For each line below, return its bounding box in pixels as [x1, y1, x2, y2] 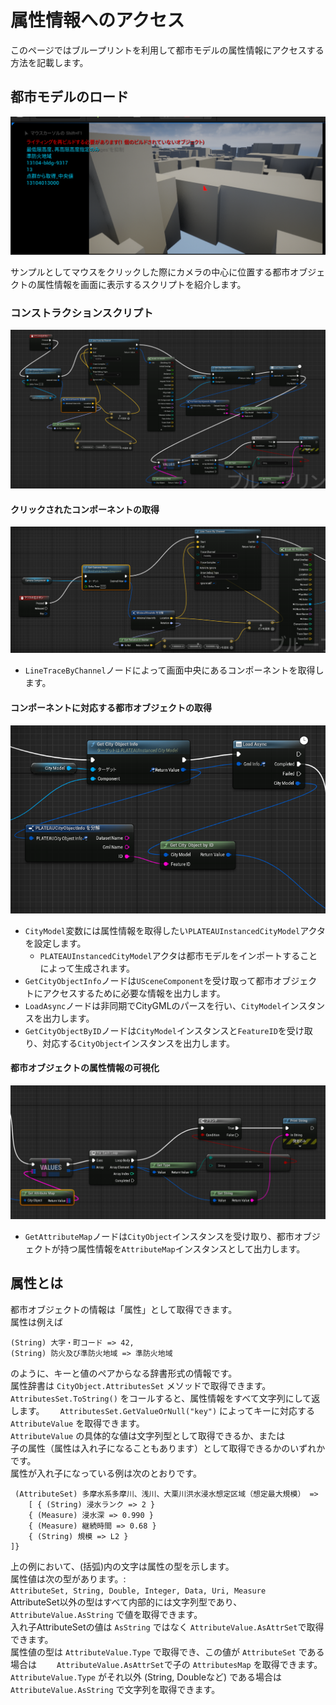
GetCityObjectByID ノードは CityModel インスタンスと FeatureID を [24, 1024, 287, 1036]
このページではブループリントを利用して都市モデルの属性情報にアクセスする [10, 44, 325, 56]
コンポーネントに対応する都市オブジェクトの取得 [10, 702, 212, 714]
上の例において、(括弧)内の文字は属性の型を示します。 [10, 1560, 235, 1572]
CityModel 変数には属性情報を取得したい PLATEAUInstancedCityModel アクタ [24, 924, 326, 936]
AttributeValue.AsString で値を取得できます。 [10, 1608, 203, 1620]
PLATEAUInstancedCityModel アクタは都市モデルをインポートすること [39, 949, 318, 961]
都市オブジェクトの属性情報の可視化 [10, 1062, 160, 1074]
